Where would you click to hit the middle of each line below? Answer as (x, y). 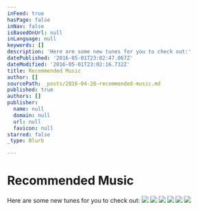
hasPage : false (29, 20)
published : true (30, 90)
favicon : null (33, 128)
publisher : (23, 103)
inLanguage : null (32, 39)
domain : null (32, 115)
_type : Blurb (26, 141)
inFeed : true (26, 13)
